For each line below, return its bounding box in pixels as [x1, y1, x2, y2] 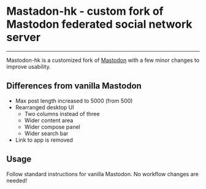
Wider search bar [24, 129, 69, 137]
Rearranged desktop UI [15, 103, 75, 111]
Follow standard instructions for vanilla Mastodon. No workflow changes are [6, 170, 199, 177]
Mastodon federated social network [6, 17, 193, 31]
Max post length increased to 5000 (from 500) [15, 97, 133, 104]
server [6, 31, 41, 44]
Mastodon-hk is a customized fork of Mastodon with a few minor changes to [6, 56, 200, 64]
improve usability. [6, 63, 51, 70]
